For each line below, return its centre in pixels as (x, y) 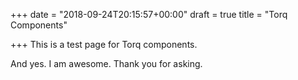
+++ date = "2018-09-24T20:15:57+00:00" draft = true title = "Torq (149, 14)
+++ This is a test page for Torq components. (104, 44)
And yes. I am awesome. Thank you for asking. (106, 63)
